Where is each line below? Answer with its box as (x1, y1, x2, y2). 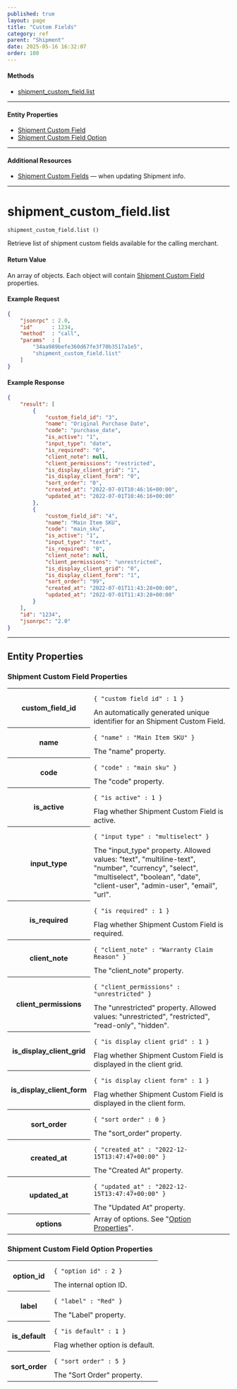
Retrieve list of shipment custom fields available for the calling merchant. (7, 239, 219, 248)
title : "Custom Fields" (7, 23, 78, 30)
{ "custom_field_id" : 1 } (93, 694, 185, 703)
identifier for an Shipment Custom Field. (93, 716, 226, 726)
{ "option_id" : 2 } (54, 1267, 123, 1275)
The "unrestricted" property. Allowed (93, 1003, 217, 1013)
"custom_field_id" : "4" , (44, 512, 119, 520)
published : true (7, 10, 55, 18)
